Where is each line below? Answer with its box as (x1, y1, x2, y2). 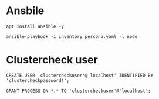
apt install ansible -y (6, 23, 65, 29)
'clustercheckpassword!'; (6, 77, 69, 83)
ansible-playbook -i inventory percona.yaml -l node (6, 33, 138, 39)
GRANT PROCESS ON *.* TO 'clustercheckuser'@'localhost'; (6, 88, 151, 94)
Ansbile (6, 4, 45, 18)
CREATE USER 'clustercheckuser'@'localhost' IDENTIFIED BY (6, 72, 154, 78)
